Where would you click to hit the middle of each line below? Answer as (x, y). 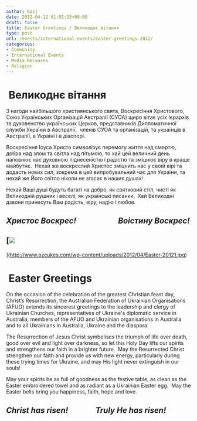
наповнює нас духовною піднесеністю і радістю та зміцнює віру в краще (98, 160)
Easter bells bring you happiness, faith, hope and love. (72, 392)
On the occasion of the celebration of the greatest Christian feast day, (90, 295)
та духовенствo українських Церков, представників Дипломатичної (91, 124)
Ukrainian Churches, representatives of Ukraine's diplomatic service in (91, 313)
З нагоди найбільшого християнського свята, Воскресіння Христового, (95, 111)
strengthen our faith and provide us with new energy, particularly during (93, 355)
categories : (21, 45)
